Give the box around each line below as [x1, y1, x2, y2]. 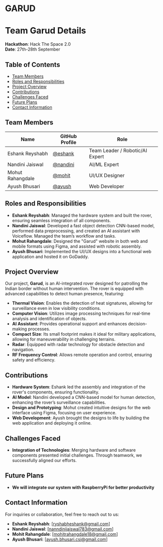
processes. [28, 326, 50, 332]
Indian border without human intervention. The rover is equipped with [5, 286, 144, 291]
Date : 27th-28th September [5, 47, 61, 52]
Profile [60, 139, 77, 146]
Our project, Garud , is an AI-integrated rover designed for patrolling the [5, 280, 148, 287]
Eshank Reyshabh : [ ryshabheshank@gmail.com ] [12, 521, 111, 527]
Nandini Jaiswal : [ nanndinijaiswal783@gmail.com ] [12, 526, 114, 532]
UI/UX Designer [89, 172, 125, 179]
